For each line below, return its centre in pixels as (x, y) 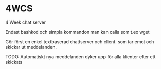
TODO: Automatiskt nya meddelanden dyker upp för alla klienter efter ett (80, 57)
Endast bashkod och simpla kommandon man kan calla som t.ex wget (77, 32)
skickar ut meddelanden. (31, 47)
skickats (14, 62)
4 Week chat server (26, 22)
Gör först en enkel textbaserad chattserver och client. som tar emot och (80, 42)
